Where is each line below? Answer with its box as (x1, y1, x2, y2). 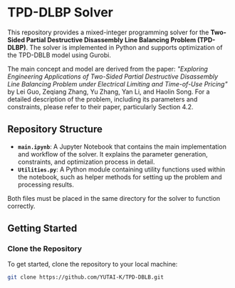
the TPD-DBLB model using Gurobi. (7, 51, 112, 59)
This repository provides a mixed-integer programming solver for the (7, 28, 209, 36)
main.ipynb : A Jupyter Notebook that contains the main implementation (17, 142, 226, 151)
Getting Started (7, 222, 78, 234)
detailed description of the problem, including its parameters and (7, 94, 198, 104)
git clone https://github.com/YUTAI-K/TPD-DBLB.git (7, 274, 164, 281)
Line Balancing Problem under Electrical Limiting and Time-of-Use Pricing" (7, 79, 228, 88)
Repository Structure (7, 123, 103, 136)
